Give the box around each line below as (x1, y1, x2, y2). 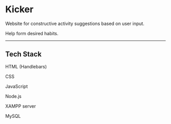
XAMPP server (5, 103, 36, 109)
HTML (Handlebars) (5, 63, 47, 69)
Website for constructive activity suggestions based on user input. (5, 20, 145, 27)
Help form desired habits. (5, 30, 59, 36)
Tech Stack (5, 50, 42, 59)
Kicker (5, 4, 34, 15)
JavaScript (5, 83, 28, 89)
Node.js (5, 93, 22, 99)
